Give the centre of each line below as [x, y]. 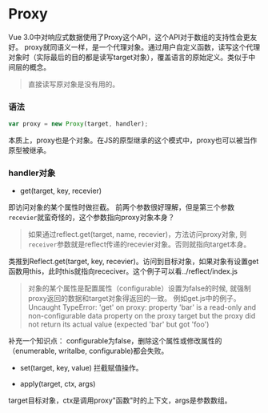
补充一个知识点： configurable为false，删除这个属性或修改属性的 [115, 341]
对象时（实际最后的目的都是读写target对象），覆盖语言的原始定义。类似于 [128, 57]
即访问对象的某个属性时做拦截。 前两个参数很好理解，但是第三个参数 [121, 207]
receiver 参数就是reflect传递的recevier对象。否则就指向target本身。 [139, 244]
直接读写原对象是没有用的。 [74, 84]
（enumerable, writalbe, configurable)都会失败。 [88, 351]
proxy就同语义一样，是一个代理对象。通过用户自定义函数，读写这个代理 [142, 47]
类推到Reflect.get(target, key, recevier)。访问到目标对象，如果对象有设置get [134, 262]
